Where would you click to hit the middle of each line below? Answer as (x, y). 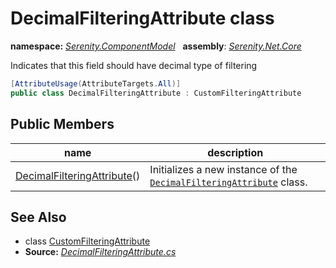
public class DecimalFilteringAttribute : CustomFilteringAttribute (156, 93)
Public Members (62, 124)
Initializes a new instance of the (223, 169)
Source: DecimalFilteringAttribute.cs (100, 252)
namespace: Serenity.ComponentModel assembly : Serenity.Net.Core (156, 46)
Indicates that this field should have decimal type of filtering (134, 65)
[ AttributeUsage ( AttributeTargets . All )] (96, 83)
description (235, 152)
